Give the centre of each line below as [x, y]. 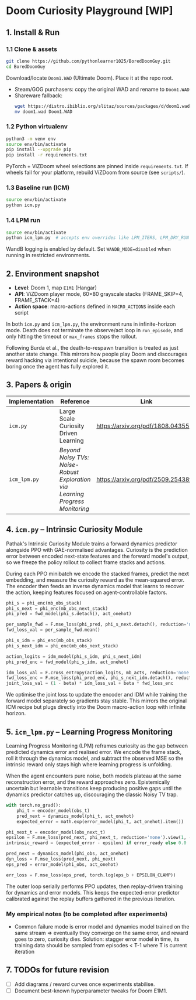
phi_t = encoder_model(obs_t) [53, 810]
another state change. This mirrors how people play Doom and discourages [97, 354]
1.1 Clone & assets [32, 49]
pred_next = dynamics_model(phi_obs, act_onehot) [68, 854]
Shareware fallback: [38, 95]
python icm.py [23, 205]
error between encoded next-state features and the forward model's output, [98, 556]
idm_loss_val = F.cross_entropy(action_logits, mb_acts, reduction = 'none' [99, 673]
